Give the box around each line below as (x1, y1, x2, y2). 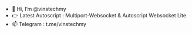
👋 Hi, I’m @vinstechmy (11, 6, 66, 12)
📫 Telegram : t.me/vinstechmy (11, 21, 87, 27)
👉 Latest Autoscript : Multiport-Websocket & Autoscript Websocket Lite (11, 12, 187, 19)
